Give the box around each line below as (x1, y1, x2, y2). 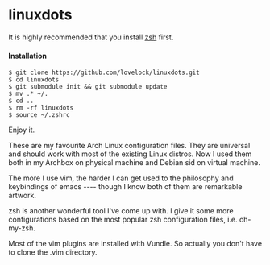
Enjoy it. (8, 125, 35, 135)
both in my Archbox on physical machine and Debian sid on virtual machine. (8, 158, 260, 168)
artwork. (8, 191, 36, 201)
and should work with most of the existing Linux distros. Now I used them (8, 149, 252, 159)
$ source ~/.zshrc (8, 111, 70, 119)
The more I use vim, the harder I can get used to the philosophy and (8, 173, 234, 183)
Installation (8, 51, 47, 60)
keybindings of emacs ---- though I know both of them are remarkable (8, 182, 243, 192)
